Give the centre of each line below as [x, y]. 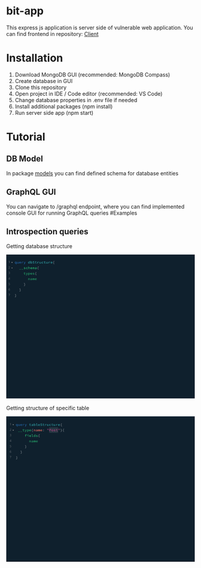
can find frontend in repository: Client [52, 33]
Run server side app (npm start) [54, 112]
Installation [35, 58]
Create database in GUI [44, 81]
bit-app [25, 11]
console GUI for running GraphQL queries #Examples [72, 213]
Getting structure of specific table [48, 408]
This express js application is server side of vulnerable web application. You [100, 28]
